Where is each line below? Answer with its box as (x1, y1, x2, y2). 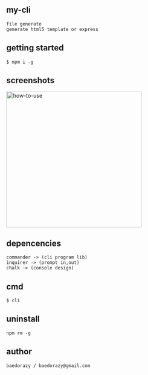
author (6, 346, 32, 357)
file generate (6, 21, 42, 27)
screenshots (6, 75, 55, 86)
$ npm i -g (6, 59, 34, 65)
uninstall (6, 314, 40, 324)
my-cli (6, 5, 31, 15)
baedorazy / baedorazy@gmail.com (6, 362, 91, 369)
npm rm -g (6, 330, 31, 336)
